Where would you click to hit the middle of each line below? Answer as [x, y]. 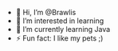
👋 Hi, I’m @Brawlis [46, 12]
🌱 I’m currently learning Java [63, 29]
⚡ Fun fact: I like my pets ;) [59, 38]
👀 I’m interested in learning [60, 21]
